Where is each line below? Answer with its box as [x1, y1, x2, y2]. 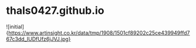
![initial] [6, 23, 25, 30]
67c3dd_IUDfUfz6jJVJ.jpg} [6, 35, 71, 42]
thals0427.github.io [6, 4, 104, 17]
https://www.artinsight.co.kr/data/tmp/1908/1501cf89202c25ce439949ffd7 [8, 29, 190, 36]
